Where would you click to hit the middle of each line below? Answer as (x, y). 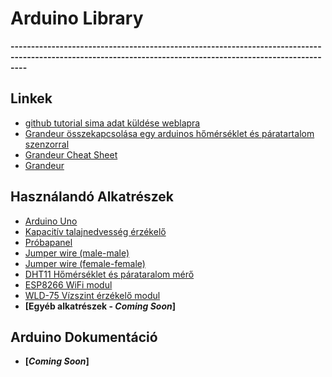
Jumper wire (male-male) (77, 253)
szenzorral (47, 144)
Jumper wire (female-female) (85, 263)
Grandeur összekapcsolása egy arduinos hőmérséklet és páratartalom (169, 133)
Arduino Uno (51, 221)
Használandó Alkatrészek (92, 197)
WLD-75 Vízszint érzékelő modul (92, 295)
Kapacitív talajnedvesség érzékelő (95, 231)
